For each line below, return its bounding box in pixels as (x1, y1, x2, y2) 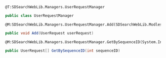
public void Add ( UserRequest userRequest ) (5, 30, 94, 35)
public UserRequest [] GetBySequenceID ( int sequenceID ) (5, 48, 121, 53)
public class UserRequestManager (5, 13, 74, 18)
